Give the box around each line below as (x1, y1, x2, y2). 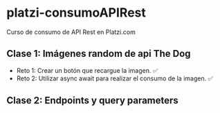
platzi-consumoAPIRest (6, 5, 147, 21)
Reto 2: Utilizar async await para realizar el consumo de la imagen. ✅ (16, 74, 214, 82)
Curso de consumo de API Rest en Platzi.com (6, 28, 136, 36)
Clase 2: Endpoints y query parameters (6, 95, 179, 107)
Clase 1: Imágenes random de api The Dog (6, 48, 191, 60)
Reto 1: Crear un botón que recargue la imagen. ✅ (16, 66, 158, 74)
